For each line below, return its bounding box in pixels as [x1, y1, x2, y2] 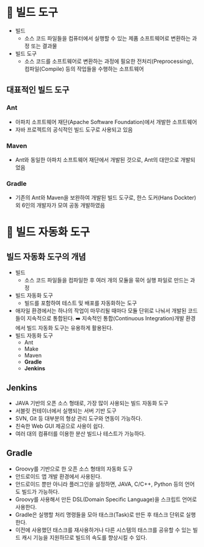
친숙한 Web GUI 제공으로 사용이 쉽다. [15, 422, 105, 430]
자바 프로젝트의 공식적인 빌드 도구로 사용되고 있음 [15, 126, 133, 133]
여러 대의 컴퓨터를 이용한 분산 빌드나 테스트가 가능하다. [15, 430, 146, 438]
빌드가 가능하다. [21, 488, 60, 495]
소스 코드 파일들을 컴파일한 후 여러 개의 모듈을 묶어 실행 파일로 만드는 [24, 276, 189, 284]
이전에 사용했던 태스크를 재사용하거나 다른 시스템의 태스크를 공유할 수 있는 [15, 526, 192, 534]
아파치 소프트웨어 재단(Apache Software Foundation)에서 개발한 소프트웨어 [15, 118, 197, 125]
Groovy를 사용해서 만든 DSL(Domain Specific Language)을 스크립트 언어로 [15, 496, 197, 503]
